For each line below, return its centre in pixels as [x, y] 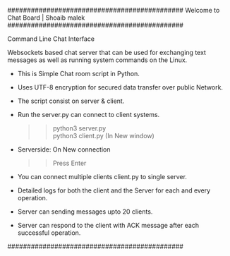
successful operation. [49, 233]
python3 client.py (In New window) [104, 136]
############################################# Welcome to [114, 10]
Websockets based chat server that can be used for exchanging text [107, 53]
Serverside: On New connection [64, 150]
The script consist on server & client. [71, 101]
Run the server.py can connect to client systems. [89, 115]
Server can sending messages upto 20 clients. [85, 212]
